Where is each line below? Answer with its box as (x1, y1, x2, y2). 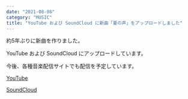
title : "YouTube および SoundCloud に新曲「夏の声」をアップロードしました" (6, 20, 183, 26)
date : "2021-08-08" (6, 8, 55, 15)
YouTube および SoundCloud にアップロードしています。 (6, 50, 147, 57)
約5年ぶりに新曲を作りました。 (6, 37, 83, 44)
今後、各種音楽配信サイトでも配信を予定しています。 (6, 62, 138, 70)
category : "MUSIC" (6, 14, 52, 20)
